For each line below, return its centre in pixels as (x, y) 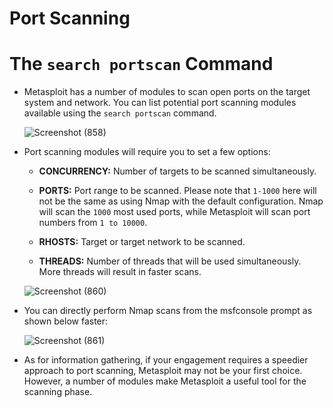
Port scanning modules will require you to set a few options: (147, 152)
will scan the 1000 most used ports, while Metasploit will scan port (174, 212)
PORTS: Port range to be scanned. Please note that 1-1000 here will (177, 191)
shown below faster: (66, 321)
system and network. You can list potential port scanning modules (160, 103)
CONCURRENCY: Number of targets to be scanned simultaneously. (177, 171)
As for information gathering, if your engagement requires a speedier (166, 360)
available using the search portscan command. (120, 113)
